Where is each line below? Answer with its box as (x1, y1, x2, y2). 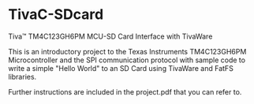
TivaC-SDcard (8, 6, 104, 24)
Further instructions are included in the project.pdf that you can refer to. (8, 87, 242, 96)
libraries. (8, 72, 37, 81)
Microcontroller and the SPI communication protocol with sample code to (8, 55, 246, 65)
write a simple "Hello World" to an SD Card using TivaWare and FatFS (8, 63, 234, 72)
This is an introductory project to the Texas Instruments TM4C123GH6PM (8, 46, 247, 56)
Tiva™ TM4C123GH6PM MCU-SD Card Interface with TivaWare (8, 32, 213, 41)
